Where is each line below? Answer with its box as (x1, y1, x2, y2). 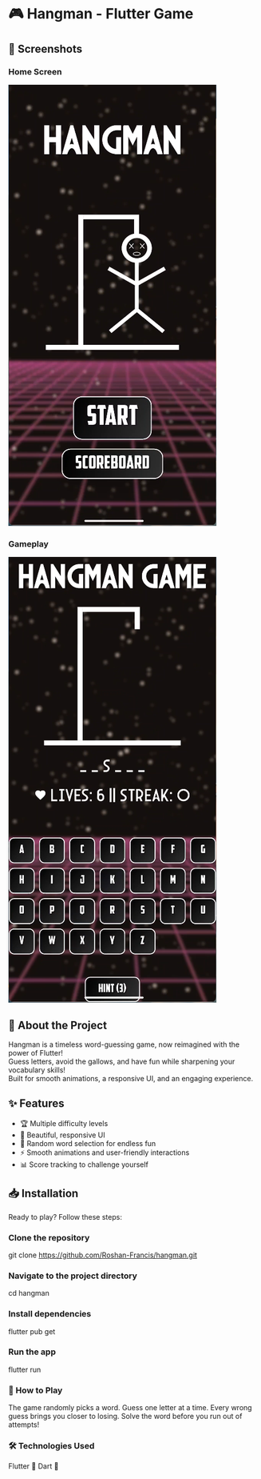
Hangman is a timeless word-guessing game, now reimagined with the (8, 1040, 240, 1049)
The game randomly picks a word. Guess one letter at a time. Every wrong (8, 1403, 253, 1413)
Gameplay (8, 538, 49, 549)
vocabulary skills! (8, 1064, 66, 1075)
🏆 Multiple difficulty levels (19, 1118, 109, 1128)
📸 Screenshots (8, 42, 83, 55)
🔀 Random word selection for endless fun (19, 1138, 156, 1148)
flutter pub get (8, 1326, 56, 1336)
